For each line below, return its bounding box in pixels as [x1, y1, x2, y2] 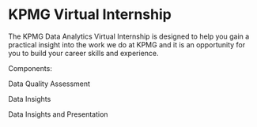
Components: [8, 63, 53, 73]
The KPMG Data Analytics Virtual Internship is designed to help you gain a [8, 32, 250, 41]
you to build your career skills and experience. [8, 48, 160, 58]
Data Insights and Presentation [8, 109, 108, 119]
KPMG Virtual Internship [8, 6, 172, 24]
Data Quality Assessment [8, 79, 91, 88]
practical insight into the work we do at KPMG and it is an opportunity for [8, 39, 246, 49]
